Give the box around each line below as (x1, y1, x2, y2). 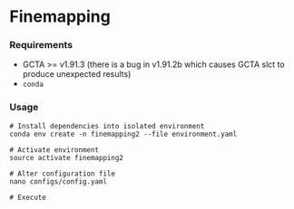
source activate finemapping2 (9, 153, 124, 162)
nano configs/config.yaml (9, 176, 107, 186)
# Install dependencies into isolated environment (9, 121, 205, 130)
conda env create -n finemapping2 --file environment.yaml (9, 129, 238, 138)
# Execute (9, 193, 47, 202)
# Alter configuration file (9, 169, 116, 178)
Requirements (9, 39, 73, 52)
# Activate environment (9, 145, 100, 155)
